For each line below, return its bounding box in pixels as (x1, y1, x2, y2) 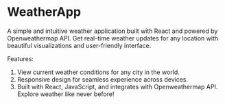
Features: (7, 54, 34, 62)
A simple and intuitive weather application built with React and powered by (7, 27, 218, 35)
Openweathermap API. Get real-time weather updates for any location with (7, 34, 219, 42)
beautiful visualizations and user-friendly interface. (7, 41, 152, 49)
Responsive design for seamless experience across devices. (16, 75, 189, 83)
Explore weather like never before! (16, 90, 115, 98)
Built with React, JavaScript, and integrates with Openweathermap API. (16, 82, 218, 91)
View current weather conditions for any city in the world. (16, 68, 180, 76)
